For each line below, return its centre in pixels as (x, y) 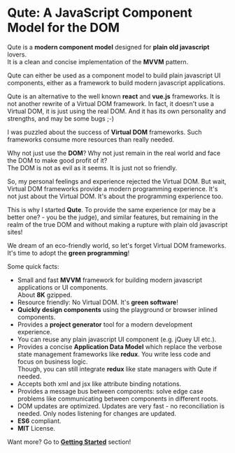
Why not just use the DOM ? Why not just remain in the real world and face (114, 153)
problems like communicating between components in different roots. (117, 399)
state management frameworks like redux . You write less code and (114, 354)
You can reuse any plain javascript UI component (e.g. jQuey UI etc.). (117, 339)
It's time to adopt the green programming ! (69, 253)
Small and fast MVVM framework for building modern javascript (110, 280)
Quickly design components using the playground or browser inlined (117, 309)
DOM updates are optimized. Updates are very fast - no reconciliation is (121, 406)
